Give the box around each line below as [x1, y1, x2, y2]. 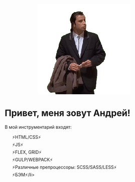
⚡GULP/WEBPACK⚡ [12, 156, 53, 162]
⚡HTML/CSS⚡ [12, 134, 41, 140]
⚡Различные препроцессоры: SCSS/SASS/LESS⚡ [12, 164, 117, 170]
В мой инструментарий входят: [5, 124, 72, 130]
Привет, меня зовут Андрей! [5, 107, 131, 119]
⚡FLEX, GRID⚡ [12, 149, 42, 155]
